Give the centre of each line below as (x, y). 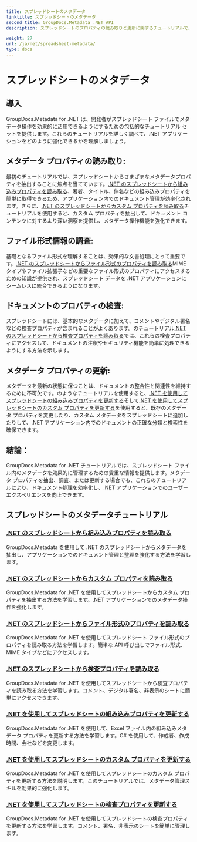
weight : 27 (19, 39)
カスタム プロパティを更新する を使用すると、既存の (104, 408)
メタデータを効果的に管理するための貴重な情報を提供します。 (96, 473)
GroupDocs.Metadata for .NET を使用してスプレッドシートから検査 (87, 683)
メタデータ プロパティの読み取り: (66, 161)
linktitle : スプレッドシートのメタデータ (51, 17)
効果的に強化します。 (47, 788)
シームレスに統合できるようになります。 (55, 285)
